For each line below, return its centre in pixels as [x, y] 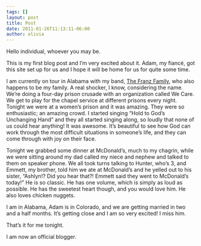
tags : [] [17, 12]
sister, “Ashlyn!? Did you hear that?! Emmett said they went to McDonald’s [97, 176]
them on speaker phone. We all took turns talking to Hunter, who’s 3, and [96, 163]
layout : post [23, 17]
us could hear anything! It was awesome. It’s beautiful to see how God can [98, 126]
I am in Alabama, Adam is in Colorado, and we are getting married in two [96, 207]
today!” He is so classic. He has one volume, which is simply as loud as [94, 183]
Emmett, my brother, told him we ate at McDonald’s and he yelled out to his [99, 170]
